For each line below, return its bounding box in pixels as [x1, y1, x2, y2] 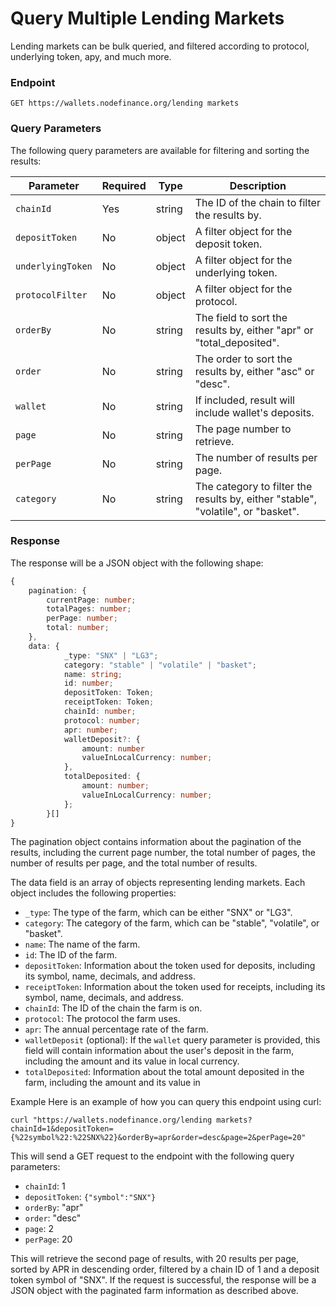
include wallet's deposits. [194, 405, 315, 419]
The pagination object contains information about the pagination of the [10, 836, 302, 848]
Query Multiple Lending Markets [10, 7, 285, 30]
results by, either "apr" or [194, 323, 314, 337]
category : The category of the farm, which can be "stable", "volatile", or [24, 917, 320, 929]
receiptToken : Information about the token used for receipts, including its [24, 981, 326, 993]
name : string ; [63, 669, 123, 679]
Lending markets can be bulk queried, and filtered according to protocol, [10, 40, 310, 52]
